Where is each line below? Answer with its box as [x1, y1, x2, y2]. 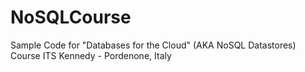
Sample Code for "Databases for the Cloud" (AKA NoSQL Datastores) [10, 39, 297, 51]
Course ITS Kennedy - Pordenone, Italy [10, 49, 172, 61]
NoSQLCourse [10, 6, 132, 29]
